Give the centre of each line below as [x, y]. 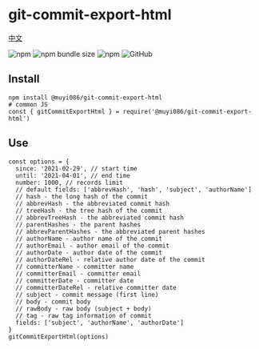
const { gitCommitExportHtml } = [64, 111]
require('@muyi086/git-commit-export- [187, 111]
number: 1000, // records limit [70, 183]
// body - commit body [53, 302]
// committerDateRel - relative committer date [96, 287]
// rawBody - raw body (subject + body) [84, 309]
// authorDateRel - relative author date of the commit [110, 259]
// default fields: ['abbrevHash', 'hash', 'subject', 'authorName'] [133, 190]
